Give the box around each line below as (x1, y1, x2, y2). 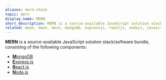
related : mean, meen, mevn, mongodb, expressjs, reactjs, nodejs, (5, 26, 145, 30)
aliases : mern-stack (5, 7, 48, 12)
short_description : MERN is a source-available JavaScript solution (5, 21, 149, 26)
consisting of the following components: (5, 44, 87, 50)
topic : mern (5, 12, 30, 17)
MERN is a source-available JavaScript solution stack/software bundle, (5, 39, 150, 45)
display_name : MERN (5, 16, 45, 21)
